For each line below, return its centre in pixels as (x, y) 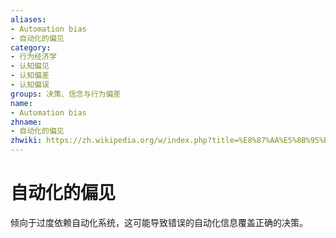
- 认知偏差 (30, 76)
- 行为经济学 (33, 57)
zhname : (26, 122)
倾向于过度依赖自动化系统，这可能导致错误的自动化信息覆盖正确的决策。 (159, 222)
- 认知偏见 (30, 66)
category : (31, 47)
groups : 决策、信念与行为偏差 (66, 94)
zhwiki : (26, 141)
